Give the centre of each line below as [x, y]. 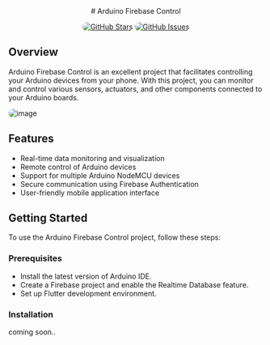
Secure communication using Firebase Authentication [110, 184]
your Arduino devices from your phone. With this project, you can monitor [131, 80]
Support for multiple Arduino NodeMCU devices [100, 175]
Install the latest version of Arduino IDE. [86, 276]
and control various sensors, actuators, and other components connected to [135, 89]
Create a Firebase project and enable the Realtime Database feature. [134, 284]
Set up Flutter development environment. [88, 293]
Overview [34, 52]
